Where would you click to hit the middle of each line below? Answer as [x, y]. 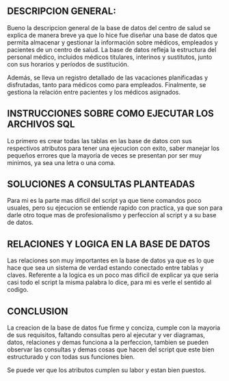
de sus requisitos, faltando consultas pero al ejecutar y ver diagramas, [106, 335]
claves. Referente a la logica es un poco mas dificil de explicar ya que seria [113, 275]
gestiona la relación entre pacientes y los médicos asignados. [94, 92]
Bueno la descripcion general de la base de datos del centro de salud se [109, 27]
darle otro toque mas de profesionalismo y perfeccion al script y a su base [112, 215]
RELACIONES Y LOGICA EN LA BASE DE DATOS [109, 244]
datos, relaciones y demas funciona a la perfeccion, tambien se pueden [108, 343]
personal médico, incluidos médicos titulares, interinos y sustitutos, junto [110, 57]
